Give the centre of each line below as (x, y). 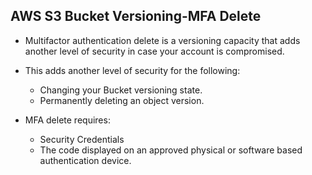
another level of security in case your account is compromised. (154, 51)
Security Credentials (82, 139)
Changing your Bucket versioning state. (121, 90)
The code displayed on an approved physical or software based (171, 150)
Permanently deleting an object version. (122, 100)
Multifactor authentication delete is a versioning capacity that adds (162, 40)
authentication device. (85, 160)
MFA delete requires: (67, 120)
